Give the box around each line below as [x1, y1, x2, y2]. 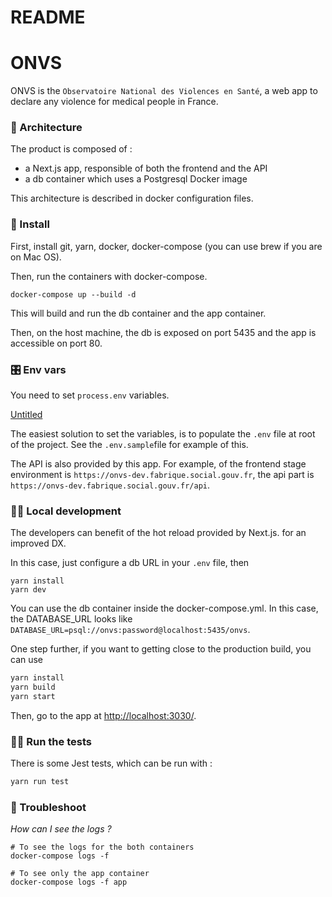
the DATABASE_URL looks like [10, 613, 133, 625]
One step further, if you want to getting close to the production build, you [10, 643, 312, 655]
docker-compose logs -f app [10, 877, 128, 888]
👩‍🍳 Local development [10, 504, 122, 518]
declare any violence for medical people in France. [10, 96, 219, 108]
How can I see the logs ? [10, 823, 112, 835]
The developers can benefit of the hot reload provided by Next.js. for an [10, 527, 307, 539]
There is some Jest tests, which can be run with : [10, 757, 213, 770]
